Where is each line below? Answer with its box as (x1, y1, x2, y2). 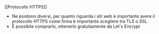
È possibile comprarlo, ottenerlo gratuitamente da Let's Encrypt (11, 23, 140, 29)
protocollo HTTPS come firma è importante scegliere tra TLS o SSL (11, 19, 148, 24)
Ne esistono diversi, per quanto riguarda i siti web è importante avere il (11, 13, 155, 19)
